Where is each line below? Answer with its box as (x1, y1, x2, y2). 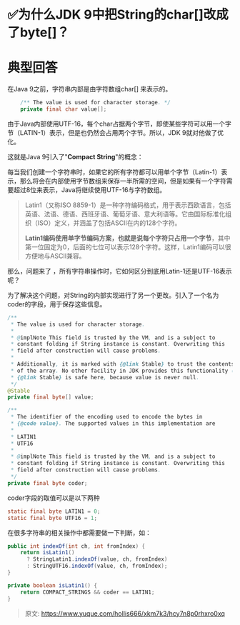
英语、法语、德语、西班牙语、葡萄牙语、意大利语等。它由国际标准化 (24, 209, 226, 218)
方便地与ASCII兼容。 (24, 251, 86, 260)
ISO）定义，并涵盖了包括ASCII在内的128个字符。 (37, 219, 181, 227)
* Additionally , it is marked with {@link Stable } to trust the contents (10, 361, 235, 368)
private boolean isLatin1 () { (7, 581, 98, 589)
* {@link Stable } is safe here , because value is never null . (10, 374, 200, 381)
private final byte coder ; (7, 479, 88, 486)
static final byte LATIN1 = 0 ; (7, 508, 101, 515)
